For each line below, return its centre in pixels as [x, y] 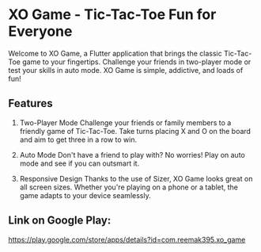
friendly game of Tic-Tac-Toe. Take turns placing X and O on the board [135, 131]
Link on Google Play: [60, 221]
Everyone [40, 31]
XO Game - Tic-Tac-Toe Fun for [112, 15]
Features [30, 103]
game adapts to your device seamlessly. [85, 195]
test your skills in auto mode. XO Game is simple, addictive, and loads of [126, 70]
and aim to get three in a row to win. [78, 139]
